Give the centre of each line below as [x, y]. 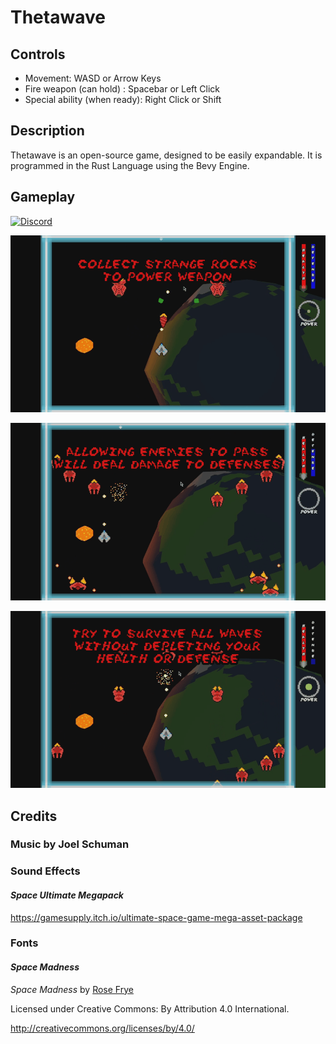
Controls [38, 54]
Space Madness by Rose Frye [72, 989]
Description [47, 131]
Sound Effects [45, 871]
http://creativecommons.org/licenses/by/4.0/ [102, 1028]
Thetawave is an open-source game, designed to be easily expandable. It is [166, 155]
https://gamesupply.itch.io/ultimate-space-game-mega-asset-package [156, 917]
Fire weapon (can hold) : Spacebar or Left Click [122, 89]
